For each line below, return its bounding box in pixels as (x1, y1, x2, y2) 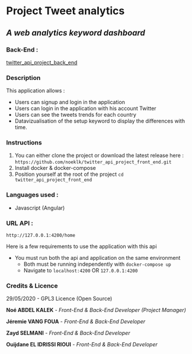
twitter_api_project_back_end (6, 59, 78, 66)
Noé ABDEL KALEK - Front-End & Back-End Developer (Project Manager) (6, 307, 187, 314)
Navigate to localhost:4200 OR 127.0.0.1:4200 (23, 267, 138, 274)
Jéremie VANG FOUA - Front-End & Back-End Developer (6, 318, 146, 325)
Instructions (6, 139, 43, 147)
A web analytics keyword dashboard (6, 28, 145, 38)
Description (6, 73, 41, 82)
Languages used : (6, 191, 59, 199)
